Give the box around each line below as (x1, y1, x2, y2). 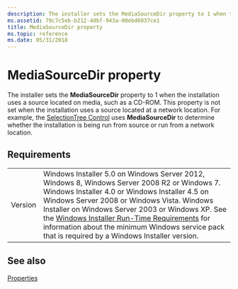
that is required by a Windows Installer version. (42, 231, 199, 241)
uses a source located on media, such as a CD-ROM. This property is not (7, 98, 221, 107)
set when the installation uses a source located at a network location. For (7, 106, 221, 114)
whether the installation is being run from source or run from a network (7, 121, 215, 130)
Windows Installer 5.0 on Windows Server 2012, (42, 169, 205, 178)
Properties (7, 273, 38, 282)
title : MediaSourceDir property (7, 23, 103, 30)
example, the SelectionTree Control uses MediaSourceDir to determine (7, 113, 215, 122)
